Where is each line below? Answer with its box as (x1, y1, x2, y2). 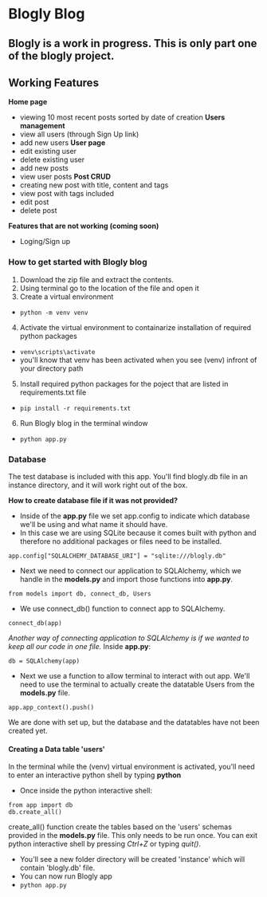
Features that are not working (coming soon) (8, 221, 159, 231)
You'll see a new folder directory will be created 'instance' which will (19, 855, 245, 864)
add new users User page (19, 138, 106, 148)
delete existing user (19, 155, 85, 164)
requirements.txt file (19, 388, 87, 397)
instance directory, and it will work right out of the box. (8, 480, 188, 490)
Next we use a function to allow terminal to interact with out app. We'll (19, 671, 250, 680)
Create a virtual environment (19, 292, 114, 301)
